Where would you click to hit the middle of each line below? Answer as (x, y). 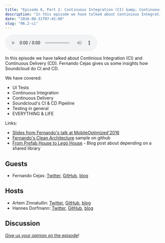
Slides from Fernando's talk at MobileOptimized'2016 (66, 133)
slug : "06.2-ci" (22, 23)
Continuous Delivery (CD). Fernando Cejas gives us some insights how (77, 63)
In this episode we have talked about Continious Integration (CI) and (74, 58)
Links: (11, 123)
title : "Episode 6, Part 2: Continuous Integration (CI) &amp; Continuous (83, 10)
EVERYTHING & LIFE (33, 114)
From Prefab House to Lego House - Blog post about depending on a (82, 143)
